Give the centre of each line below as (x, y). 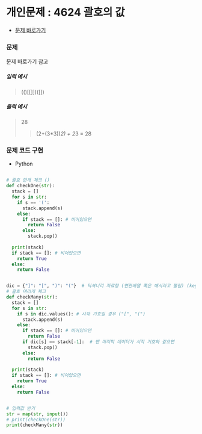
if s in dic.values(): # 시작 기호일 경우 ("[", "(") (81, 314)
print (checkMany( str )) (35, 425)
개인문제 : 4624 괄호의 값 (66, 12)
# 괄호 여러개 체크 (26, 292)
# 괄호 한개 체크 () (28, 180)
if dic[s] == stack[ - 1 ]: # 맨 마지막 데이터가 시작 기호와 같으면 (98, 342)
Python (24, 164)
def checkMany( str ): (32, 297)
